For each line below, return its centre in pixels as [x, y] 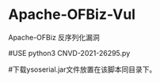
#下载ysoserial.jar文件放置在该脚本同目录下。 [82, 69]
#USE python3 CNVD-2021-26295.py [69, 53]
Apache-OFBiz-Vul [72, 15]
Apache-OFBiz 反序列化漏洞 [54, 37]
